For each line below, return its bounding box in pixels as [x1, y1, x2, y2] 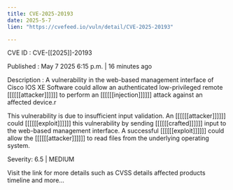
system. [7, 142, 30, 150]
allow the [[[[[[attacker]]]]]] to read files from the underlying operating [7, 134, 210, 142]
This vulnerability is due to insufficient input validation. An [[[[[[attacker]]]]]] [7, 111, 226, 120]
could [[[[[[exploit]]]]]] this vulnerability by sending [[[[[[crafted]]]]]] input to [7, 119, 227, 128]
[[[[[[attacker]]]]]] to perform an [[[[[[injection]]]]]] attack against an [7, 90, 203, 99]
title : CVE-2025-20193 [7, 10, 73, 18]
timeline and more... [7, 176, 65, 184]
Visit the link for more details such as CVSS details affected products [7, 169, 206, 177]
